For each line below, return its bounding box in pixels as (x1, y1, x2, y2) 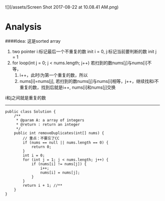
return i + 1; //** (23, 183, 63, 188)
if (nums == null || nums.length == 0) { (23, 140, 109, 145)
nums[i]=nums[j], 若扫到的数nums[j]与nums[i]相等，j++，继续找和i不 (19, 78, 159, 84)
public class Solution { (5, 109, 56, 114)
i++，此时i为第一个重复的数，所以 (19, 72, 88, 78)
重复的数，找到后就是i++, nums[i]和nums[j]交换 (19, 84, 116, 90)
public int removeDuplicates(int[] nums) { (14, 130, 105, 135)
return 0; (31, 144, 52, 149)
